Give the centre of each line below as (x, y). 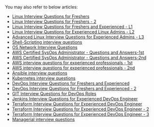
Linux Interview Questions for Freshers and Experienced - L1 (72, 27)
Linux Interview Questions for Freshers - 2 (54, 22)
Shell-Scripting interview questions (47, 42)
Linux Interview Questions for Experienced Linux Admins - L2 (73, 32)
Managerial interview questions (43, 119)
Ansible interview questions (40, 73)
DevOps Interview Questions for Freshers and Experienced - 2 (74, 88)
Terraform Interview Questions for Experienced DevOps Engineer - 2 (80, 109)
